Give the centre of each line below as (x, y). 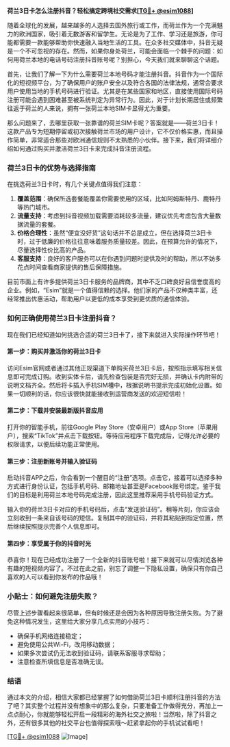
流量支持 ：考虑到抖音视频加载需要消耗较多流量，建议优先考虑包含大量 (116, 216)
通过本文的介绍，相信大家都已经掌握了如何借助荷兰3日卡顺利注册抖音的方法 (114, 697)
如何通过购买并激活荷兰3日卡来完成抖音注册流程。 (84, 149)
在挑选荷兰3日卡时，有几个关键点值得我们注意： (75, 184)
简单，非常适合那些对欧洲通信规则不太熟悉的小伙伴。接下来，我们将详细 (115, 140)
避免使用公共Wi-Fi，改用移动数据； (67, 644)
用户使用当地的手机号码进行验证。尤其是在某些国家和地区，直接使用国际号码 (115, 91)
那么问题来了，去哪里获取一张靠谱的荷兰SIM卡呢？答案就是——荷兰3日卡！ (114, 123)
